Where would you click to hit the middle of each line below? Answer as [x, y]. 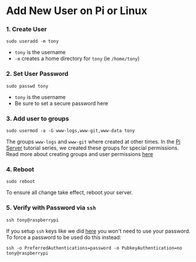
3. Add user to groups [38, 118]
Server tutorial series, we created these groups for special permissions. [92, 148]
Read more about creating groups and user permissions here [80, 154]
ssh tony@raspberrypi [33, 220]
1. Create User [26, 29]
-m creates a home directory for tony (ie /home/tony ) [77, 59]
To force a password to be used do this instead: [64, 237]
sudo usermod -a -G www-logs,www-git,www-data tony [70, 131]
